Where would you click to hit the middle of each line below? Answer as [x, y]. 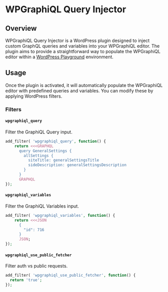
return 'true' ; [26, 280]
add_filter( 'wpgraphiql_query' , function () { [56, 141]
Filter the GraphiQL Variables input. [42, 206]
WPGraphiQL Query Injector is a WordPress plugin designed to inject [77, 40]
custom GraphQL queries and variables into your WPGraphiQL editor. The [82, 46]
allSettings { [39, 155]
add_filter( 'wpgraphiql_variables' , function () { [60, 215]
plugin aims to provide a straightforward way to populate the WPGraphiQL [83, 51]
